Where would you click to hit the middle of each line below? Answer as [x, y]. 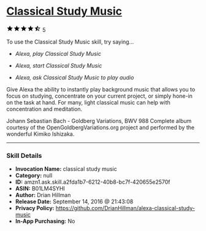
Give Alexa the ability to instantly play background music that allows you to [101, 89]
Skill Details [24, 155]
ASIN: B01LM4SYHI [40, 189]
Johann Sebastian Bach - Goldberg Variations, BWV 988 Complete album [99, 120]
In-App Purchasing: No [45, 221]
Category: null [34, 176]
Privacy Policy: [35, 208]
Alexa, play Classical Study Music [58, 53]
